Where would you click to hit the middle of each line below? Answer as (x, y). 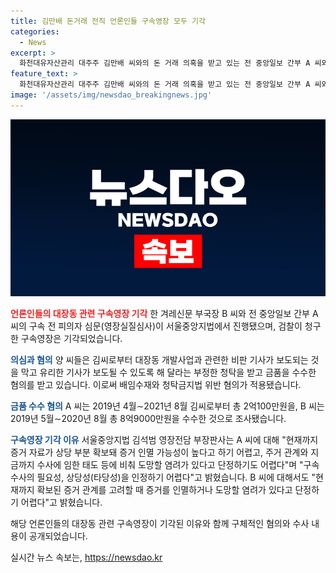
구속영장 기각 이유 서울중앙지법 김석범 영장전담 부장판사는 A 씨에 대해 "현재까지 (164, 440)
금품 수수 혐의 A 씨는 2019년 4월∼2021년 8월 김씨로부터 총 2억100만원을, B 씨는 (167, 406)
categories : (35, 31)
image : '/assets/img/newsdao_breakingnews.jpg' (111, 95)
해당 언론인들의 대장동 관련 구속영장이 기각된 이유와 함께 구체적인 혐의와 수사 (160, 524)
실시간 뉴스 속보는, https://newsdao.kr (86, 557)
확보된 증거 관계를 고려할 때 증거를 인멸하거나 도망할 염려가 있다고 (164, 490)
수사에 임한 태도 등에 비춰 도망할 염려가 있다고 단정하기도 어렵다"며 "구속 (178, 465)
